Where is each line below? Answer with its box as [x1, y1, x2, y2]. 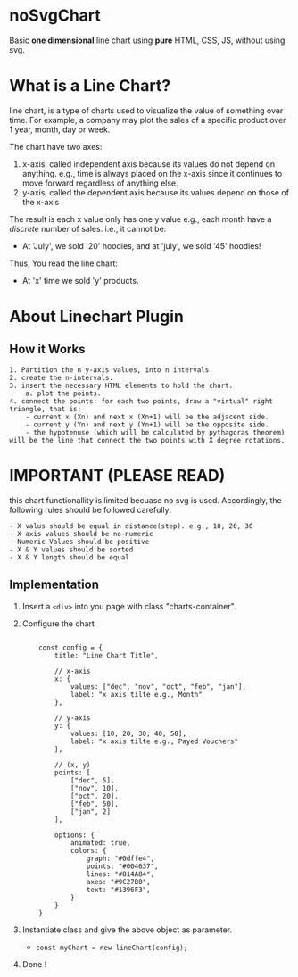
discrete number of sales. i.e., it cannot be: [9, 223, 167, 234]
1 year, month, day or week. [9, 124, 111, 135]
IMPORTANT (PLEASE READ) [9, 466, 226, 486]
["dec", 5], [70, 775, 115, 785]
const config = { [38, 643, 103, 652]
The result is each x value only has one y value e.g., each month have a [9, 213, 272, 224]
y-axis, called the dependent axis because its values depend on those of [21, 186, 290, 197]
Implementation [9, 577, 100, 592]
